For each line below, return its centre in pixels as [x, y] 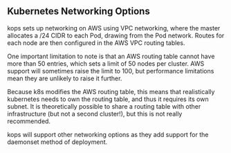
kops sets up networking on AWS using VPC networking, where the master [114, 28]
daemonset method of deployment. [57, 142]
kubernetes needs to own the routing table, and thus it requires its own [108, 99]
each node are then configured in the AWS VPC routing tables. [96, 43]
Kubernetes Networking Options [78, 11]
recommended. [29, 121]
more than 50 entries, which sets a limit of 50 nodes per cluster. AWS [106, 63]
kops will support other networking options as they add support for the [108, 134]
